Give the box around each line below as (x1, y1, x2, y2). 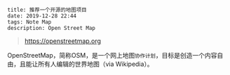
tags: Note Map (7, 19, 52, 26)
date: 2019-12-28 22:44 (7, 12, 77, 19)
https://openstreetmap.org (24, 37, 102, 45)
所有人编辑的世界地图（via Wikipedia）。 (37, 60, 154, 68)
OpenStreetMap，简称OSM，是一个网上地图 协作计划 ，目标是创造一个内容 (7, 51, 217, 59)
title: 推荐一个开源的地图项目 (7, 6, 87, 13)
